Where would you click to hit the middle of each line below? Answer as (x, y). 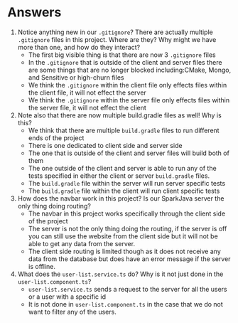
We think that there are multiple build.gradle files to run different (124, 130)
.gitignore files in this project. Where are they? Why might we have (117, 39)
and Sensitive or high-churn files (76, 77)
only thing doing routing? (54, 206)
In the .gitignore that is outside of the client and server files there (125, 62)
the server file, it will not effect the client (87, 107)
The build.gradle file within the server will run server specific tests (127, 183)
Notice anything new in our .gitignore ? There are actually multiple (115, 32)
